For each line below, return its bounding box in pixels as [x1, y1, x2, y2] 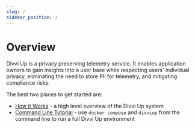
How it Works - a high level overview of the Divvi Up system [14, 103, 164, 110]
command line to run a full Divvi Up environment [14, 115, 135, 123]
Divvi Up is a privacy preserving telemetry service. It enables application [6, 60, 186, 67]
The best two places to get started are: [6, 91, 103, 98]
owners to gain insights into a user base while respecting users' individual [6, 67, 190, 74]
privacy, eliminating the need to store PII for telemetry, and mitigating [6, 73, 178, 80]
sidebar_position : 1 [6, 14, 58, 20]
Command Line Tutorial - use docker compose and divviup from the [14, 109, 181, 116]
